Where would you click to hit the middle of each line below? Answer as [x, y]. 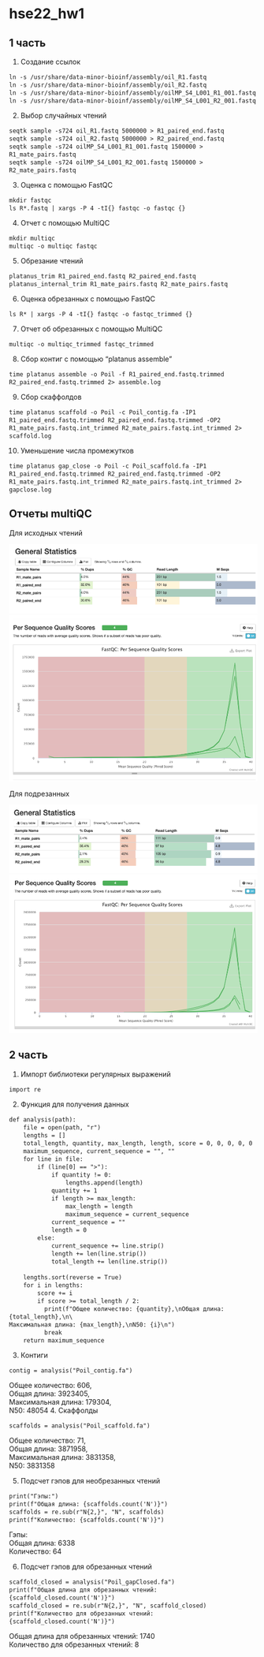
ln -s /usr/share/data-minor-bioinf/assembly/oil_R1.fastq [108, 77]
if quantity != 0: [81, 1175]
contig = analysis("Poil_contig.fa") [71, 1370]
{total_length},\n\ [41, 1317]
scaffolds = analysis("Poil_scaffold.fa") [80, 1426]
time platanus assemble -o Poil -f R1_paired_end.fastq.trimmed [117, 375]
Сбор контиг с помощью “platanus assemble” [96, 359]
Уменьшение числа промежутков [77, 451]
